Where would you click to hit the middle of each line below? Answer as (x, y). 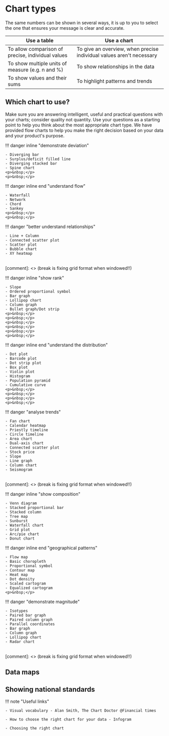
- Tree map (17, 517)
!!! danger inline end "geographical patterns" (51, 548)
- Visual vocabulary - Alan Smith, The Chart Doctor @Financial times (81, 710)
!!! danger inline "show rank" (35, 278)
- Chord (13, 204)
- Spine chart (20, 168)
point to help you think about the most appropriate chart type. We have (79, 125)
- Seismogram (19, 469)
